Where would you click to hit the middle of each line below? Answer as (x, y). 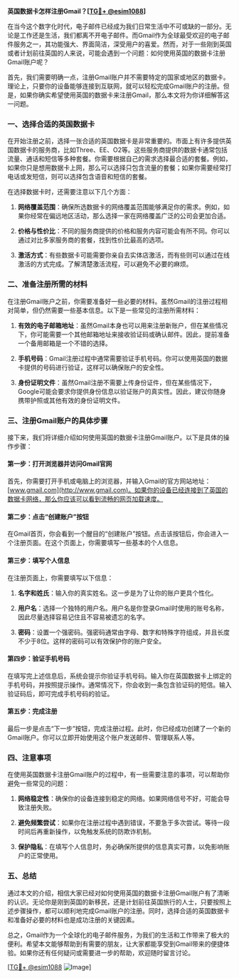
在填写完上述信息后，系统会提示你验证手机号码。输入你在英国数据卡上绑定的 (119, 676)
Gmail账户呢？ (28, 62)
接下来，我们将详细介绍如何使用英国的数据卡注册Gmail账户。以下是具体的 (116, 437)
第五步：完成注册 (32, 711)
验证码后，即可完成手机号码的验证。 (60, 693)
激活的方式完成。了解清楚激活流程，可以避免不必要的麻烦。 (105, 264)
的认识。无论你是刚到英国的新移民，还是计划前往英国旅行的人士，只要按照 (116, 902)
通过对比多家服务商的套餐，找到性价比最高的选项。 (92, 240)
